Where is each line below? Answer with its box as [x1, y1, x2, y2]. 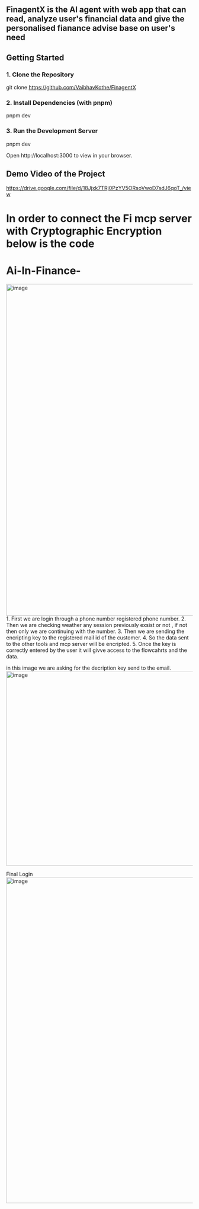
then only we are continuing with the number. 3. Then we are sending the [6, 628, 185, 635]
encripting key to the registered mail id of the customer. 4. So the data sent [6, 634, 189, 641]
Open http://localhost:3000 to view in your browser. [6, 152, 133, 159]
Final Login [6, 870, 33, 877]
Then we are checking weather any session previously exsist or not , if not [6, 621, 188, 628]
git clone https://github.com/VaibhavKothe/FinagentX [6, 84, 136, 91]
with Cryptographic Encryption [6, 224, 162, 237]
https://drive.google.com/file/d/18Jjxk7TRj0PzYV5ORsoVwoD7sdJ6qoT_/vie [6, 185, 191, 192]
